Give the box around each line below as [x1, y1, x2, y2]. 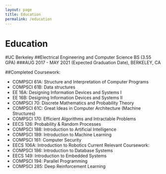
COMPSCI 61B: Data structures [12, 84, 76, 90]
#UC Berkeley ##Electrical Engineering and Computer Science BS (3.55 [5, 54, 152, 60]
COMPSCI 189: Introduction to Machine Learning [12, 132, 112, 138]
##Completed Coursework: [5, 69, 61, 75]
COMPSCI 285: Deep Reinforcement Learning [12, 164, 106, 170]
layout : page [5, 7, 32, 12]
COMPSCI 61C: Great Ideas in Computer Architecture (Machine [12, 105, 141, 111]
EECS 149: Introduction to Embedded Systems [12, 153, 107, 159]
